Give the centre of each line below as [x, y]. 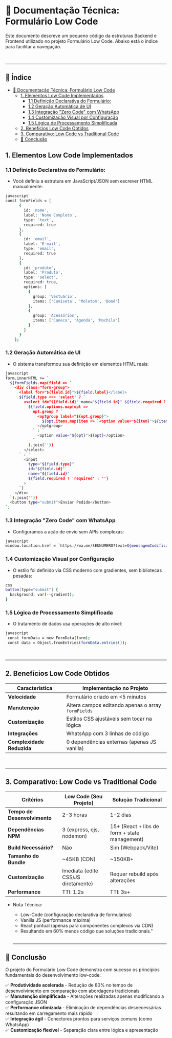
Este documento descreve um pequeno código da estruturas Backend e [81, 35]
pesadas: [22, 576]
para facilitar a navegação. [33, 46]
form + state [125, 833]
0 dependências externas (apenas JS [111, 742]
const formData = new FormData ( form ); [49, 638]
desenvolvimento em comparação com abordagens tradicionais [72, 991]
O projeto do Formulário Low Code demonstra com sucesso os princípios [82, 970]
